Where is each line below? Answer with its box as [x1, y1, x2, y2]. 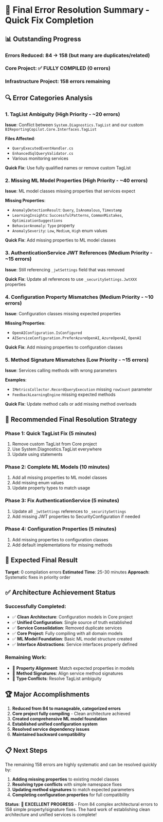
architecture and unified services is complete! [5, 812, 97, 818]
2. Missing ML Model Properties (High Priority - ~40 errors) [5, 177, 148, 184]
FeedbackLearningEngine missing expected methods [12, 391, 116, 397]
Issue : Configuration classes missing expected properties [5, 310, 121, 316]
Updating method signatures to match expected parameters [12, 787, 135, 793]
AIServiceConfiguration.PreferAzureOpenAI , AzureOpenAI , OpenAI [12, 334, 142, 341]
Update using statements [12, 451, 63, 457]
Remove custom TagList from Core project [12, 441, 97, 447]
